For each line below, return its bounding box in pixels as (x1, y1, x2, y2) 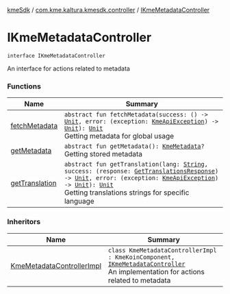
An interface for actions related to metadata (7, 64, 130, 73)
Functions (7, 82, 41, 91)
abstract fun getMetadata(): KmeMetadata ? (64, 143, 205, 150)
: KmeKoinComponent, (107, 253, 175, 261)
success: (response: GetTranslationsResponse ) (64, 167, 219, 175)
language (64, 197, 94, 206)
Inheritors (7, 217, 41, 227)
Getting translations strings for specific (64, 188, 190, 197)
